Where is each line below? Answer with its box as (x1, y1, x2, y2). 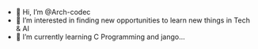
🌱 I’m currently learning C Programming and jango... (15, 32, 186, 41)
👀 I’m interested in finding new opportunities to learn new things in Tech (15, 16, 251, 25)
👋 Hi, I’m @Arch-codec (15, 8, 91, 16)
